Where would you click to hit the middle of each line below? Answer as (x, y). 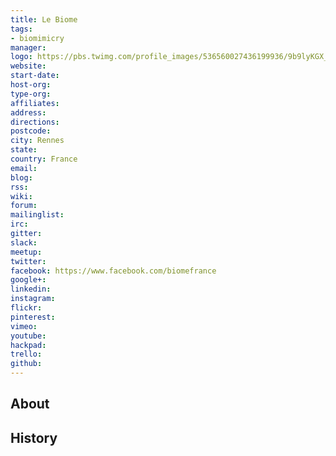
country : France (44, 159)
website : (28, 66)
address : (28, 112)
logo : (21, 57)
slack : (24, 242)
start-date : (35, 76)
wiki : (21, 196)
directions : (35, 122)
